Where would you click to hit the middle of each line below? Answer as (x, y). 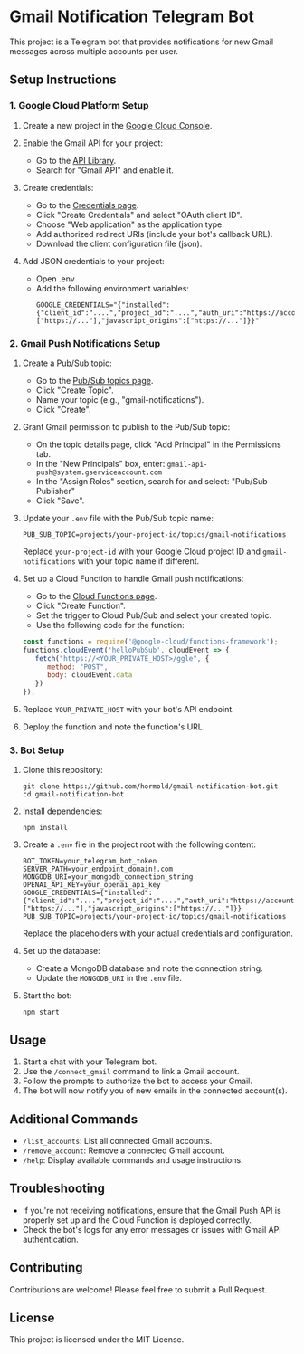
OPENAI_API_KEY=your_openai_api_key (91, 885)
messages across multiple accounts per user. (94, 51)
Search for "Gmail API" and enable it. (104, 170)
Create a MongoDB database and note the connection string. (149, 968)
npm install (45, 828)
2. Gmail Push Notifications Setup (85, 343)
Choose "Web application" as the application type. (130, 224)
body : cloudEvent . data (90, 675)
